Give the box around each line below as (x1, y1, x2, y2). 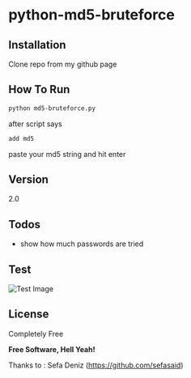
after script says (8, 119, 62, 129)
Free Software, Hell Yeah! (8, 344, 95, 354)
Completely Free (8, 329, 64, 338)
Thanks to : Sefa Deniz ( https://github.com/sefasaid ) (8, 360, 184, 370)
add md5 (8, 134, 35, 142)
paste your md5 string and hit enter (8, 149, 126, 159)
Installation (8, 38, 66, 52)
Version (8, 172, 49, 186)
